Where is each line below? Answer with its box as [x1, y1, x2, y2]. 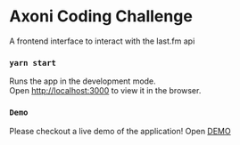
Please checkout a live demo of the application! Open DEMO [9, 125, 231, 136]
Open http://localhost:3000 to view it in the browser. [9, 85, 202, 96]
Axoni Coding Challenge [9, 6, 194, 27]
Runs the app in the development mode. [9, 76, 156, 86]
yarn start [9, 58, 56, 68]
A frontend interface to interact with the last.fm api [9, 36, 195, 46]
